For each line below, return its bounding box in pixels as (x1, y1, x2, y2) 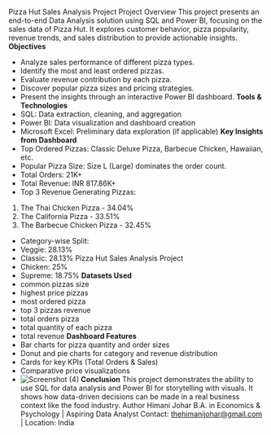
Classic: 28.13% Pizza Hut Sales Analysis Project (20, 253, 184, 263)
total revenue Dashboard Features (20, 332, 137, 341)
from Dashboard (20, 135, 77, 145)
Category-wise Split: (20, 236, 90, 245)
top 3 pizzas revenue (20, 305, 91, 314)
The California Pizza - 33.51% (20, 212, 120, 221)
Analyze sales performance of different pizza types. (20, 57, 195, 67)
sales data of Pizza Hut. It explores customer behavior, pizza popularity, (8, 24, 250, 33)
